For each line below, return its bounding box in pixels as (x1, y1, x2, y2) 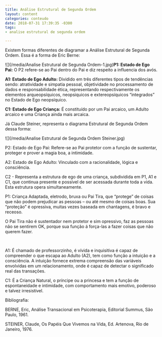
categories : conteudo (5, 16, 49, 21)
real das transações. (5, 268, 46, 274)
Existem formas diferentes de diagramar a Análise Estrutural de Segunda (5, 47, 150, 53)
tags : (5, 25, 16, 30)
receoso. (5, 209, 23, 215)
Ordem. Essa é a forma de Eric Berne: (5, 52, 80, 58)
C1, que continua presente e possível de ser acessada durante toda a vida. (5, 179, 154, 185)
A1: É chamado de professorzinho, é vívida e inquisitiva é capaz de (5, 248, 138, 253)
